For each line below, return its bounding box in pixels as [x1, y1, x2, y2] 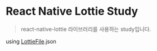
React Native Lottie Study [6, 4, 139, 18]
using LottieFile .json [6, 37, 56, 45]
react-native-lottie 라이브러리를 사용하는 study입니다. [20, 25, 151, 33]
